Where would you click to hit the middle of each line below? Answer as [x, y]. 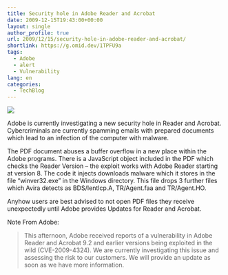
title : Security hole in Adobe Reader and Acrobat [81, 13]
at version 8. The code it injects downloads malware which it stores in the [111, 173]
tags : [15, 53]
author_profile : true [38, 33]
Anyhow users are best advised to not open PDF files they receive [101, 202]
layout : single [29, 26]
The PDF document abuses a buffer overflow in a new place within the [107, 151]
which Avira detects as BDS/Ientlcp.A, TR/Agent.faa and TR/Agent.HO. [107, 188]
